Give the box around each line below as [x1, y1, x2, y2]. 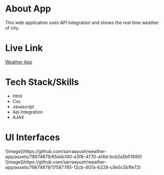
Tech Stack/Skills [5, 76, 79, 88]
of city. [5, 24, 20, 30]
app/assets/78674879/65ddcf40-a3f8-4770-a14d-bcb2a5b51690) [5, 153, 142, 159]
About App [5, 3, 51, 14]
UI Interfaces [5, 132, 60, 143]
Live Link [5, 42, 43, 54]
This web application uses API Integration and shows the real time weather [5, 19, 159, 25]
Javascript [12, 103, 34, 109]
